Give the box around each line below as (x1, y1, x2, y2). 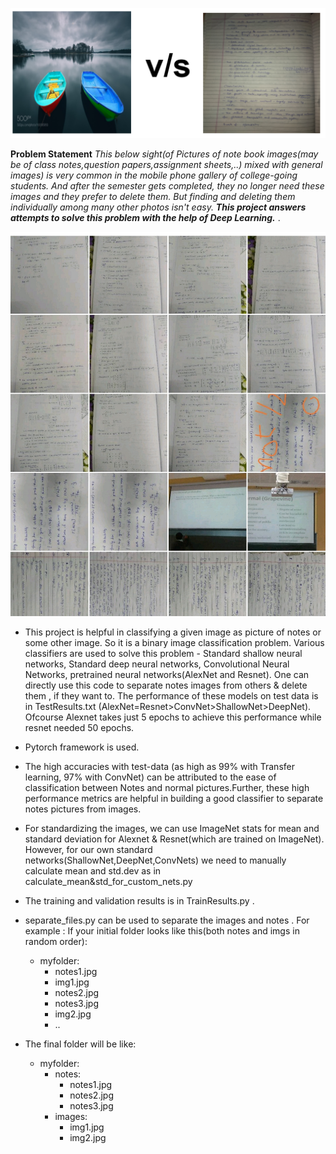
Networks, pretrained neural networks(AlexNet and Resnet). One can (24, 668, 310, 680)
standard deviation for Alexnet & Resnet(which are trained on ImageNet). (24, 833, 325, 845)
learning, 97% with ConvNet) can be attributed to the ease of (24, 771, 277, 783)
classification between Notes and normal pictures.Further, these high (24, 781, 310, 793)
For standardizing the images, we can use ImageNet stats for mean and (24, 822, 320, 834)
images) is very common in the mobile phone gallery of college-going (10, 169, 298, 181)
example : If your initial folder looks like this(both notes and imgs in (24, 924, 300, 937)
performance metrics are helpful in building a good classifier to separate (24, 792, 324, 804)
